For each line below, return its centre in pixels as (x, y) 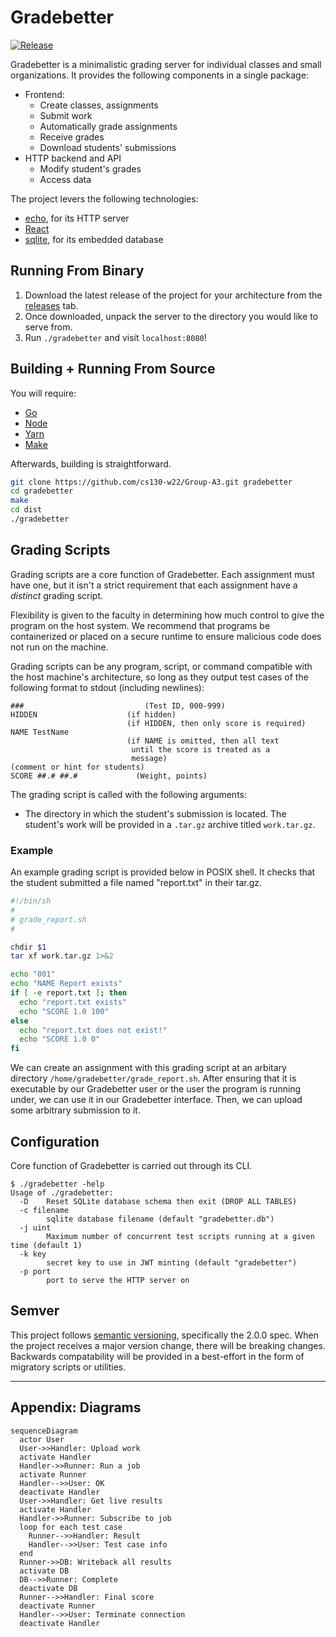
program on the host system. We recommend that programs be (140, 625)
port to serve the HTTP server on (118, 1280)
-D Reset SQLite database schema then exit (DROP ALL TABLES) (158, 1201)
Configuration (55, 1141)
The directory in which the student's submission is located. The (155, 813)
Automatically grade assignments (108, 126)
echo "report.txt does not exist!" (93, 1030)
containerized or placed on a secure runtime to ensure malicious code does (166, 636)
